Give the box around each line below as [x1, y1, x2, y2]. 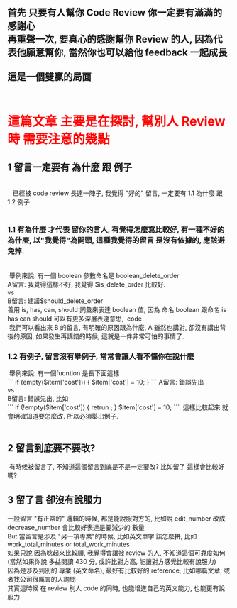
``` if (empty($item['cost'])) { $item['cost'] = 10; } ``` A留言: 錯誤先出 [7, 377, 204, 386]
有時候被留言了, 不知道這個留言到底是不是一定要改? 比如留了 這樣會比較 [9, 462, 219, 470]
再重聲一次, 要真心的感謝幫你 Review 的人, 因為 [7, 33, 214, 45]
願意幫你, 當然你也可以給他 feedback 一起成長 [26, 47, 228, 59]
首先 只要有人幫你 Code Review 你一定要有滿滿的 [7, 6, 223, 19]
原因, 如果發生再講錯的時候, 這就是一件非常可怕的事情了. [19, 332, 184, 341]
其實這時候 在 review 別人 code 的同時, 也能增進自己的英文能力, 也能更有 [7, 584, 219, 592]
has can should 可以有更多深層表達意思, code [7, 314, 142, 323]
